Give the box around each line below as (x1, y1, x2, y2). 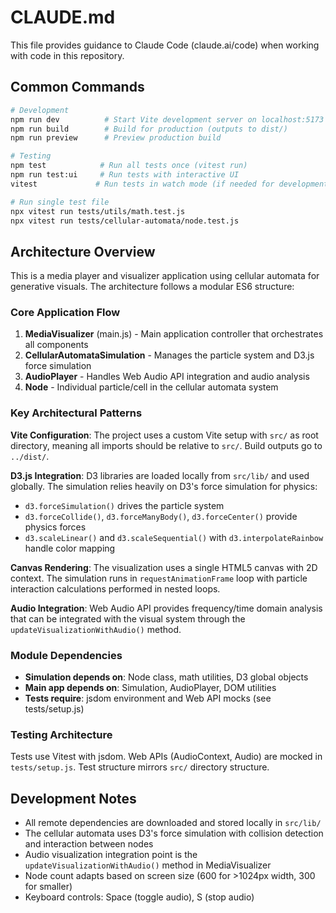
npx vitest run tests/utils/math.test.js (10, 206, 186, 216)
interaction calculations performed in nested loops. (10, 582, 221, 595)
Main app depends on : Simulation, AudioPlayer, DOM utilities (24, 682, 277, 694)
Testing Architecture (10, 728, 113, 741)
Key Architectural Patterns (10, 406, 143, 420)
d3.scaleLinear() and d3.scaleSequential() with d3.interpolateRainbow (24, 531, 324, 543)
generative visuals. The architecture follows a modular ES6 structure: (10, 281, 295, 293)
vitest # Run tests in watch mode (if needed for (10, 179, 275, 189)
